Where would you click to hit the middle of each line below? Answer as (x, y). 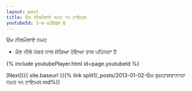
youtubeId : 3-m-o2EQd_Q (36, 23)
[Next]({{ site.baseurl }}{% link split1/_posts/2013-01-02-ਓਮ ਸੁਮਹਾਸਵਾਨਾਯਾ (96, 75)
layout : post (22, 12)
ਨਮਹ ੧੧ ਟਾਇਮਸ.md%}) (33, 82)
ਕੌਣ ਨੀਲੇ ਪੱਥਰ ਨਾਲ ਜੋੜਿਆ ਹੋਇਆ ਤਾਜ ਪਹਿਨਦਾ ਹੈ (66, 52)
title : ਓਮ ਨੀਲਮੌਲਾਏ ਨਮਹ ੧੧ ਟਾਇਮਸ (46, 17)
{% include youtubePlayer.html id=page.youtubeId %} (73, 64)
